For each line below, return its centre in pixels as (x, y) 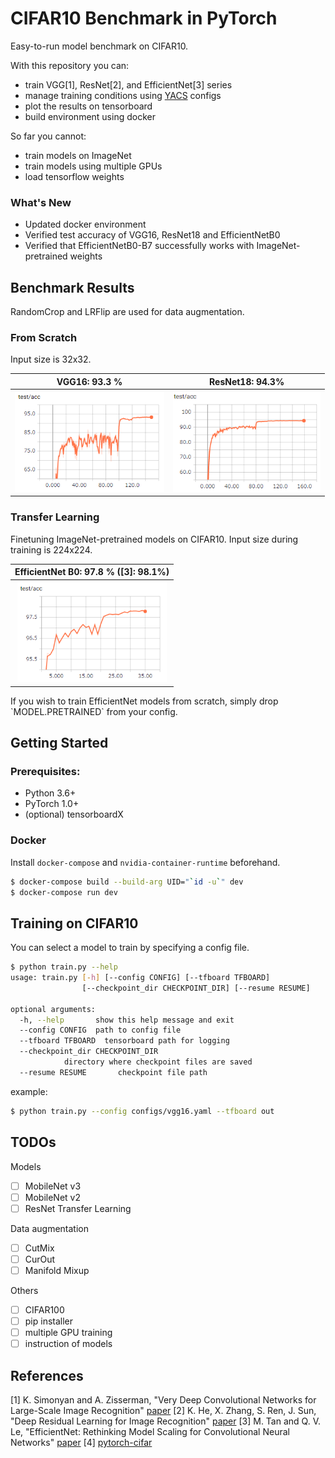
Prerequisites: (45, 771)
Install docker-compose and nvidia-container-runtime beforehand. (145, 862)
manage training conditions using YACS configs (123, 95)
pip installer (49, 1321)
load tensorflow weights (74, 176)
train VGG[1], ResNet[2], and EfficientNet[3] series (128, 84)
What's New (41, 202)
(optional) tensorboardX (74, 814)
